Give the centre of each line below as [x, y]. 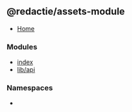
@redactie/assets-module [66, 12]
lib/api [26, 70]
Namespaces [30, 88]
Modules [22, 46]
